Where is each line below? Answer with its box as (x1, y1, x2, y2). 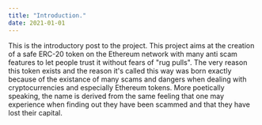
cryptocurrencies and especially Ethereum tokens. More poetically (8, 82, 225, 92)
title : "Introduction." (8, 11, 87, 20)
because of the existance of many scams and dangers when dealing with (8, 74, 247, 84)
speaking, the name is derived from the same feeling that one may (8, 91, 224, 100)
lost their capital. (8, 108, 63, 117)
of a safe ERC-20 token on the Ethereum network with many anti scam (8, 49, 237, 59)
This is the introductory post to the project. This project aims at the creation (8, 40, 255, 50)
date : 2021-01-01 (8, 19, 66, 27)
